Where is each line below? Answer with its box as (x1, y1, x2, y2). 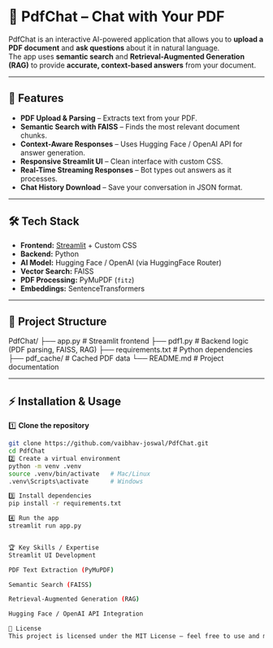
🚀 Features (8, 91, 64, 105)
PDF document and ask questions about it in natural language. (8, 42, 220, 52)
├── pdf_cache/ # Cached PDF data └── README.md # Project (8, 353, 224, 363)
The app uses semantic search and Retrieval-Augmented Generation (8, 51, 245, 61)
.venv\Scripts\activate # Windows (8, 477, 144, 485)
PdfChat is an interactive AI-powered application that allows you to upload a (8, 34, 264, 44)
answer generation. (19, 147, 85, 157)
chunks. (19, 130, 47, 140)
